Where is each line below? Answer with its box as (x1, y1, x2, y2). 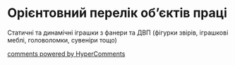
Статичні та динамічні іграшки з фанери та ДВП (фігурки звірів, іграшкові (7, 28, 229, 37)
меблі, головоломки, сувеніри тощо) (7, 35, 118, 44)
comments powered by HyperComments (7, 49, 126, 58)
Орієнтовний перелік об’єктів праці (7, 5, 228, 21)
